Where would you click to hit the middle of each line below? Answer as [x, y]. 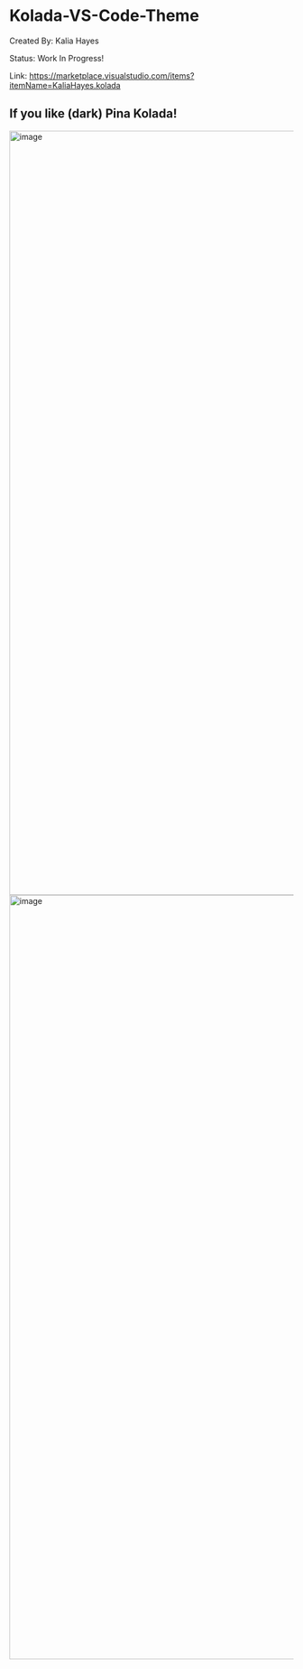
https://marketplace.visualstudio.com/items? [112, 75]
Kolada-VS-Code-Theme [105, 16]
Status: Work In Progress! [57, 58]
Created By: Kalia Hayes [54, 41]
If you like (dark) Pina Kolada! [93, 114]
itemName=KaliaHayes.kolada [65, 85]
